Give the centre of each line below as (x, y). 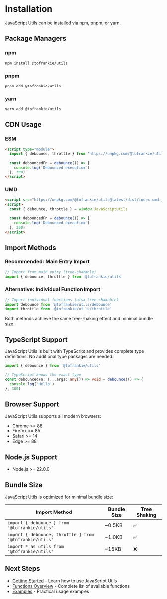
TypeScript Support (37, 339)
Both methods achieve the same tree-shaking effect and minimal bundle (79, 319)
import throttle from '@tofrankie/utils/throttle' (59, 309)
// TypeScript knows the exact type (43, 375)
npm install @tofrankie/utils (37, 63)
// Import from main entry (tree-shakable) (51, 272)
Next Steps (23, 568)
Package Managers (36, 39)
